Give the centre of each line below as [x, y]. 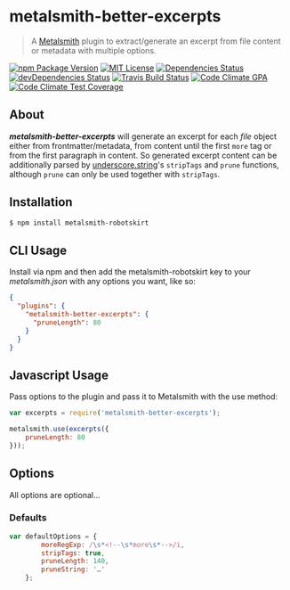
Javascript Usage [59, 375]
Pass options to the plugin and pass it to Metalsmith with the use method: [144, 397]
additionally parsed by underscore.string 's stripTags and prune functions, [144, 164]
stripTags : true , [73, 553]
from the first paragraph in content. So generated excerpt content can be [143, 155]
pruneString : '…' [73, 570]
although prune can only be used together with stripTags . [115, 174]
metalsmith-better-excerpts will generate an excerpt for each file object [143, 136]
